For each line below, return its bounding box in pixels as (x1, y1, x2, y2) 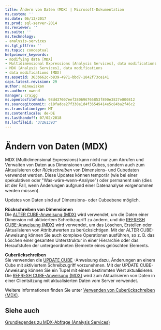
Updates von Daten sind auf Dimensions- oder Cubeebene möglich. (5, 197, 140, 203)
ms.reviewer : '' (5, 25, 38, 30)
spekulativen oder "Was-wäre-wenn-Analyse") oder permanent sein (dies (5, 178, 152, 183)
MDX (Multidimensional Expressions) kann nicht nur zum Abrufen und (5, 157, 144, 163)
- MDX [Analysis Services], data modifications (5, 66, 103, 71)
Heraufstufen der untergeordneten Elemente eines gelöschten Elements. (5, 243, 149, 248)
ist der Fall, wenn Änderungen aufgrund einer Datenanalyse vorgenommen (5, 182, 154, 188)
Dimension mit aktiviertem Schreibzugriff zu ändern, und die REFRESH (5, 217, 145, 223)
